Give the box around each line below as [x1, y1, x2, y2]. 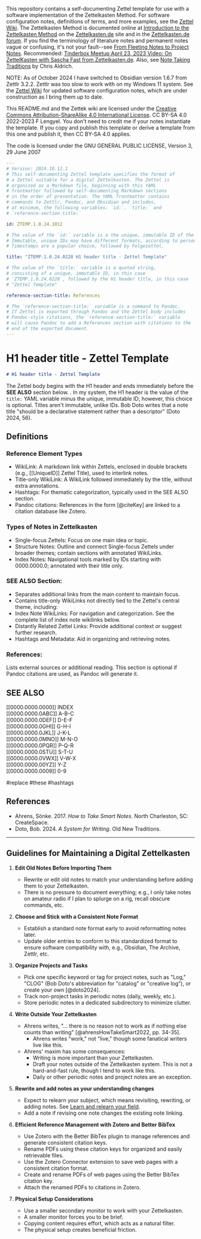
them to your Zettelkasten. [23, 882, 89, 889]
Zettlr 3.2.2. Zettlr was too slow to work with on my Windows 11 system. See [6, 80, 193, 88]
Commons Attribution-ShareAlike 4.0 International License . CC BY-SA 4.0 [6, 111, 187, 118]
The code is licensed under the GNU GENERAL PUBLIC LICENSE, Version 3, [6, 142, 193, 149]
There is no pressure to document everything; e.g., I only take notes [23, 888, 191, 895]
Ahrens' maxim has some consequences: [23, 1047, 126, 1055]
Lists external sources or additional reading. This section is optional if [6, 664, 178, 671]
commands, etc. [23, 901, 64, 909]
